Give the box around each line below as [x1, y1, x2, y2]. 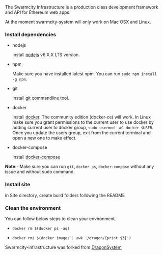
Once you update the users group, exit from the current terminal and [12, 130, 151, 136]
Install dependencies [5, 31, 56, 38]
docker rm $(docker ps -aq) [12, 226, 70, 231]
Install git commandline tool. [12, 95, 70, 101]
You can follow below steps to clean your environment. [5, 216, 116, 222]
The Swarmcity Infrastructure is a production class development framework [5, 4, 159, 10]
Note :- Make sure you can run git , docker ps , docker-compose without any [5, 164, 154, 170]
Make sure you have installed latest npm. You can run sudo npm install [12, 71, 157, 77]
